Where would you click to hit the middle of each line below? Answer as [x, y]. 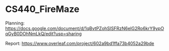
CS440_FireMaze [42, 9]
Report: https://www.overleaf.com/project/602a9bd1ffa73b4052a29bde [80, 43]
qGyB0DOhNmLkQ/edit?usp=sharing [44, 33]
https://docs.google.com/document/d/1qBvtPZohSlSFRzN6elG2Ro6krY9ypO [85, 28]
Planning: [15, 23]
